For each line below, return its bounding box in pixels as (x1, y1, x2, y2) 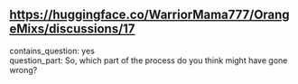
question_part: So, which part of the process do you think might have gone (9, 54, 288, 66)
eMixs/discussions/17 (9, 22, 135, 37)
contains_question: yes (9, 45, 95, 56)
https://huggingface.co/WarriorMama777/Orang (9, 7, 291, 23)
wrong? (9, 64, 38, 75)
